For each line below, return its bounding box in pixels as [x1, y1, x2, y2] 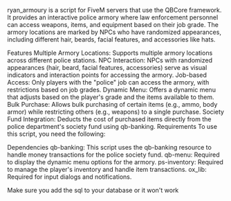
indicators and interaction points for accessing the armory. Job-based [7, 71, 207, 79]
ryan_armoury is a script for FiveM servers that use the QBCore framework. [7, 6, 222, 14]
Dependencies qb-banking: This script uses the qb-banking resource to [7, 143, 212, 151]
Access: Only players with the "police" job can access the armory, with [7, 78, 210, 86]
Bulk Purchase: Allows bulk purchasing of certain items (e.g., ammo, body [7, 101, 218, 108]
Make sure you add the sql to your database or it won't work [7, 186, 179, 194]
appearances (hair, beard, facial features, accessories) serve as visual [7, 64, 207, 71]
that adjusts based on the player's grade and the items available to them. [7, 93, 214, 101]
